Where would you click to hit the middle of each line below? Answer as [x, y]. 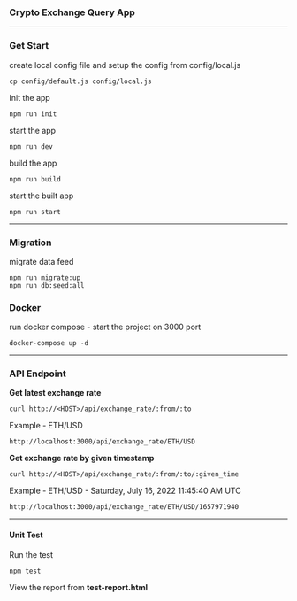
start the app [32, 130]
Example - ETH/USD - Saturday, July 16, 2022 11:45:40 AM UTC [125, 491]
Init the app [30, 97]
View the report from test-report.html [79, 587]
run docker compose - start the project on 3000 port [105, 327]
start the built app [42, 196]
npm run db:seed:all [47, 285]
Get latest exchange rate [55, 393]
